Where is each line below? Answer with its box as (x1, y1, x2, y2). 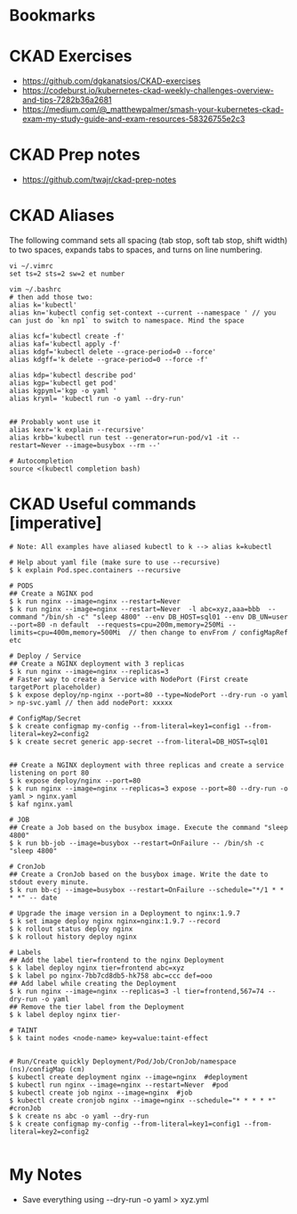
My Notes (9, 1165, 83, 1185)
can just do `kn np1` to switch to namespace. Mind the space (9, 316, 245, 325)
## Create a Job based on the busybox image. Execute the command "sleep (9, 823, 289, 832)
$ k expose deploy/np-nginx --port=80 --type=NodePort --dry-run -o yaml (9, 690, 289, 700)
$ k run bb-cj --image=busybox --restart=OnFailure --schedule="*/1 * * (9, 885, 285, 894)
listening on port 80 (9, 768, 90, 777)
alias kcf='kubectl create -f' (9, 332, 125, 340)
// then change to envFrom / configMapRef (128, 628, 289, 637)
